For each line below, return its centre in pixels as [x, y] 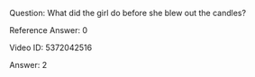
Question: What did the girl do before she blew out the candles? [127, 13]
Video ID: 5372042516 [51, 47]
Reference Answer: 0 [49, 30]
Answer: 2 [28, 65]
